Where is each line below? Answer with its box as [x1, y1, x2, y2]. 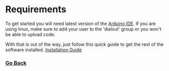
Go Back [5, 59, 27, 66]
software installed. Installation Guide [5, 46, 82, 53]
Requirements [5, 4, 67, 15]
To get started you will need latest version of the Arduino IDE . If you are [5, 20, 156, 27]
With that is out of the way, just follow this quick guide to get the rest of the [5, 41, 164, 47]
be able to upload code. [5, 31, 55, 37]
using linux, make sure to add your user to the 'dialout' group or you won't [5, 26, 162, 32]
